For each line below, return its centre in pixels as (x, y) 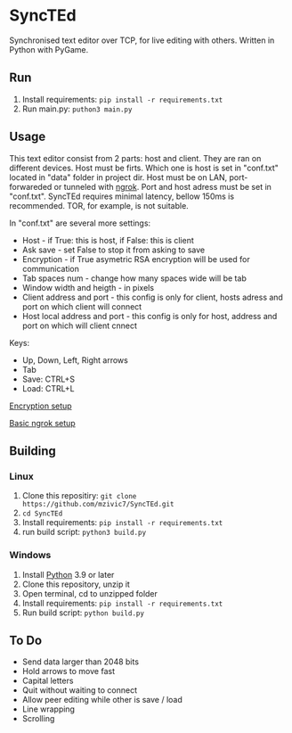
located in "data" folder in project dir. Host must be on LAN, (118, 177)
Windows (30, 556)
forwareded (31, 186)
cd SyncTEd (42, 514)
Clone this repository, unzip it (76, 584)
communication (51, 268)
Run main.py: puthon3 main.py (77, 109)
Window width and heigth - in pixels (88, 287)
